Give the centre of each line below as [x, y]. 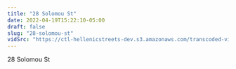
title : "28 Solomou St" [42, 14]
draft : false [26, 26]
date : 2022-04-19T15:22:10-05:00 [56, 20]
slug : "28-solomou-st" [40, 33]
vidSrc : [19, 40]
